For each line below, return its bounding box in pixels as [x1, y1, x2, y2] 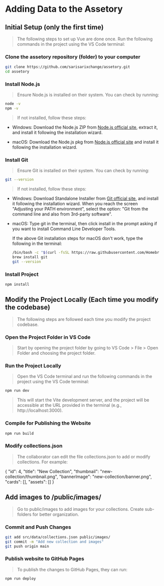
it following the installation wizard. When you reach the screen [12, 201, 138, 207]
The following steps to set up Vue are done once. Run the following [17, 36, 153, 42]
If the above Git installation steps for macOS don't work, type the [12, 236, 143, 241]
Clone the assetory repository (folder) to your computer [5, 53, 141, 60]
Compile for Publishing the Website [5, 420, 91, 426]
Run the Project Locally [5, 362, 61, 369]
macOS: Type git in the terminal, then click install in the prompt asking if [12, 221, 158, 227]
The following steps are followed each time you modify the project [17, 316, 151, 322]
